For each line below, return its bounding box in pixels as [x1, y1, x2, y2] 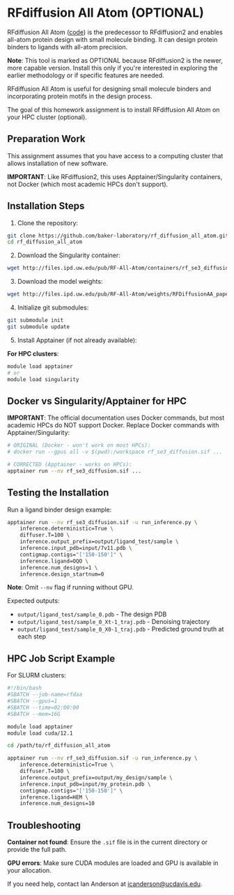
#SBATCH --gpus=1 [7, 698, 58, 705]
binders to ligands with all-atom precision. [7, 43, 128, 51]
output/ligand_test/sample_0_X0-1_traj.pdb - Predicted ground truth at [17, 625, 224, 634]
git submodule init [7, 317, 64, 324]
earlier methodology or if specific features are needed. [7, 71, 165, 79]
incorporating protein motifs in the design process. [7, 92, 153, 100]
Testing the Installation [7, 487, 109, 499]
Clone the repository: [17, 218, 79, 227]
